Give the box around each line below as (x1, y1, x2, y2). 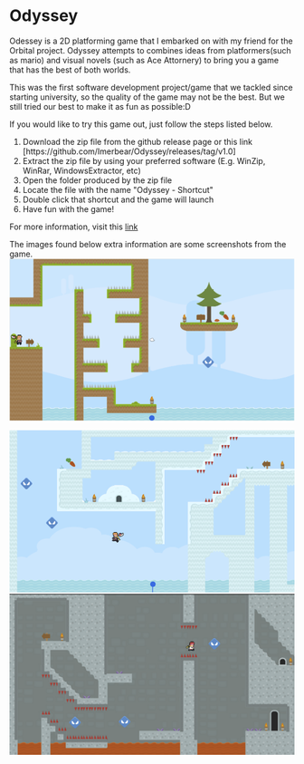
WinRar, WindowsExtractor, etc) (22, 165, 142, 176)
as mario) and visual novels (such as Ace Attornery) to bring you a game (9, 54, 279, 65)
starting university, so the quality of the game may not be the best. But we (9, 92, 285, 102)
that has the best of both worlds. (9, 64, 131, 75)
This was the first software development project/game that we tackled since (9, 82, 293, 92)
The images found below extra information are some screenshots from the (9, 238, 287, 249)
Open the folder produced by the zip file (22, 174, 173, 186)
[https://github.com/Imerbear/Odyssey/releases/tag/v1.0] (22, 146, 237, 157)
